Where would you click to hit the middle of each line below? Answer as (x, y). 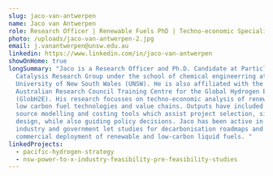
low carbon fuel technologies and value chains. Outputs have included (140, 106)
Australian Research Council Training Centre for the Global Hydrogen (138, 91)
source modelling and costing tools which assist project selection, (136, 114)
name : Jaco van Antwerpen (52, 24)
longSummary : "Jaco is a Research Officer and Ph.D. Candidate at (123, 69)
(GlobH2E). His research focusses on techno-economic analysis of (130, 99)
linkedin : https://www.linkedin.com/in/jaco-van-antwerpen (110, 54)
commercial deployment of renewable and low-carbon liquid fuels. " (134, 136)
